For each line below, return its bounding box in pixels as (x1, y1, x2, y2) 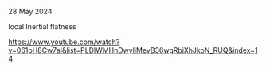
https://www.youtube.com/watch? (8, 37, 120, 47)
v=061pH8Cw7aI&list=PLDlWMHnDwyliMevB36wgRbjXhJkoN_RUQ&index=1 (8, 46, 258, 54)
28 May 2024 (8, 7, 53, 16)
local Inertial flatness (8, 22, 77, 31)
